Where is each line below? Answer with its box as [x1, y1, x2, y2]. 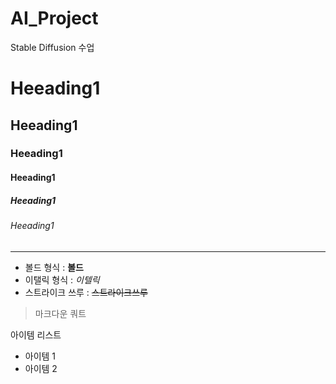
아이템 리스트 [10, 328, 62, 341]
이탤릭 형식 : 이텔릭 [24, 273, 100, 286]
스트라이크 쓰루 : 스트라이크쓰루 [24, 286, 148, 298]
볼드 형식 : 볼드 [24, 261, 84, 273]
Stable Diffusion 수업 [10, 41, 95, 53]
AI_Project [10, 7, 99, 30]
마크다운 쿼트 [34, 307, 87, 319]
